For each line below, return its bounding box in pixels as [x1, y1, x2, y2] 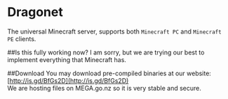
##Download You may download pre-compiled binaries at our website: [7, 69, 212, 77]
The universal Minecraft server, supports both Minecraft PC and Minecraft [7, 27, 222, 36]
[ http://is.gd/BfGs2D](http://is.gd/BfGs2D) [7, 76, 129, 84]
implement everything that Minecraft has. [7, 55, 126, 63]
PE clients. [7, 34, 36, 43]
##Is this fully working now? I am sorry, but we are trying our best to [7, 48, 205, 56]
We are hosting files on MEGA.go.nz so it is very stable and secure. [7, 84, 201, 92]
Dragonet [7, 4, 63, 20]
